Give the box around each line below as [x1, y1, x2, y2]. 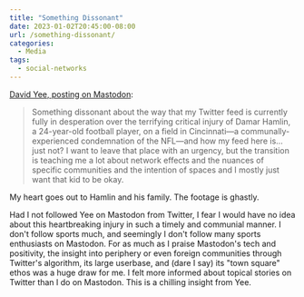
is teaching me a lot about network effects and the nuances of [31, 154, 265, 165]
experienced [31, 135, 79, 146]
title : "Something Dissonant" [9, 13, 124, 23]
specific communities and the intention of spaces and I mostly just [31, 164, 279, 175]
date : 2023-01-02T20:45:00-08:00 [9, 22, 136, 31]
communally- [240, 125, 290, 136]
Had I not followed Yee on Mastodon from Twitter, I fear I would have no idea [9, 209, 296, 220]
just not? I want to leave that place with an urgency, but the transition [31, 144, 290, 155]
